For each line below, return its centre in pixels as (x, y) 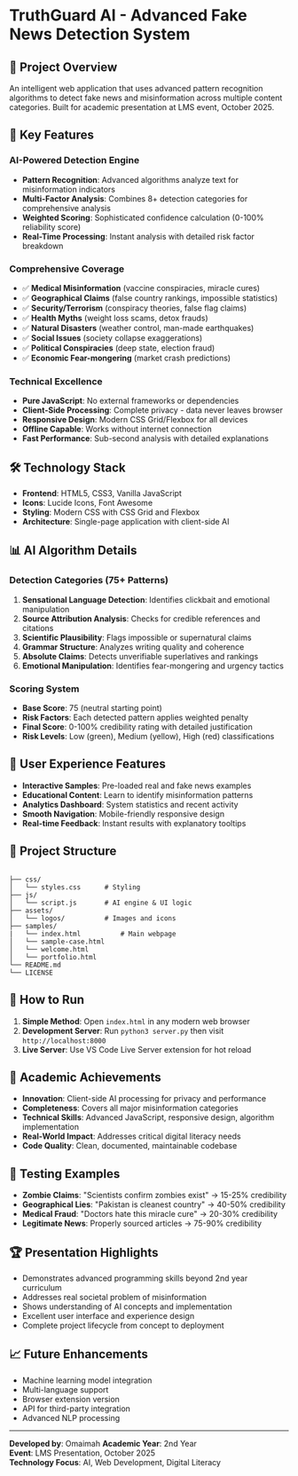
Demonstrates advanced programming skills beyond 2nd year (135, 1278)
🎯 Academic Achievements (85, 1077)
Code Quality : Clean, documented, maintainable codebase (129, 1146)
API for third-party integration (76, 1409)
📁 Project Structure (63, 852)
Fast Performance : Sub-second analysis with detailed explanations (145, 438)
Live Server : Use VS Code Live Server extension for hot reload (137, 1049)
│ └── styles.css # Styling (75, 887)
